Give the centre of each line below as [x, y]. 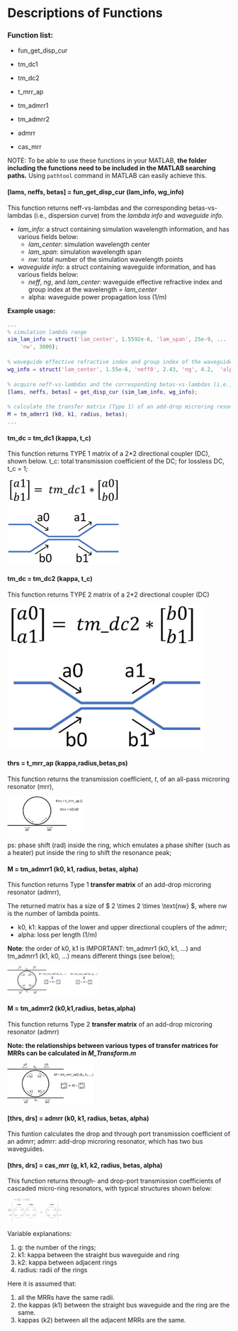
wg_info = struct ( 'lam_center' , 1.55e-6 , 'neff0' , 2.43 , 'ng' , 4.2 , [110, 369]
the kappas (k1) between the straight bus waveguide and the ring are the [124, 1305]
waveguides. [26, 1149]
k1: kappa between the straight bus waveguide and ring [98, 1255]
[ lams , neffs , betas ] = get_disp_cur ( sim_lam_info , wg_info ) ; [103, 392]
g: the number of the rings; [57, 1247]
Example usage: [32, 311]
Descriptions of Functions [85, 13]
